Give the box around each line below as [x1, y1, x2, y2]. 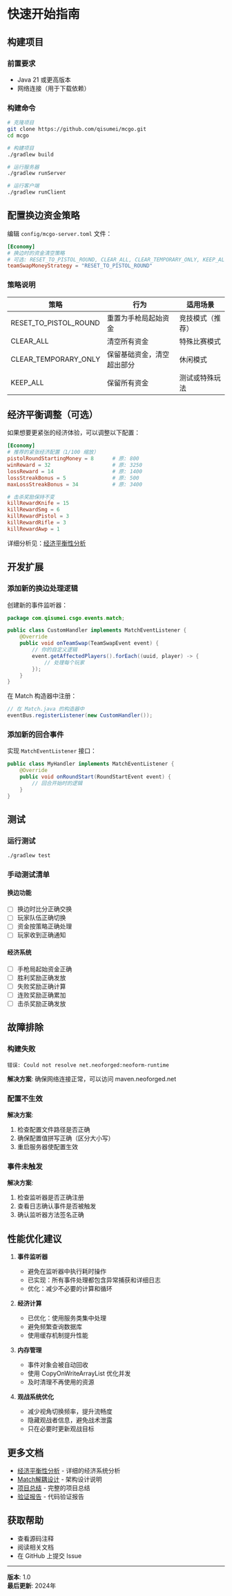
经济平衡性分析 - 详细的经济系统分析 [17, 1466, 121, 1474]
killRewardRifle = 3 [7, 520, 67, 526]
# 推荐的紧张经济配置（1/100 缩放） [7, 449, 99, 456]
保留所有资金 [106, 378, 149, 387]
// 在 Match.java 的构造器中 [7, 706, 85, 713]
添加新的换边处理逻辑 [7, 584, 78, 594]
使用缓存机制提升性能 [27, 1331, 88, 1339]
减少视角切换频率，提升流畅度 [27, 1407, 113, 1415]
